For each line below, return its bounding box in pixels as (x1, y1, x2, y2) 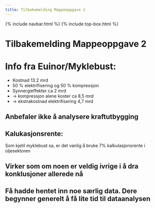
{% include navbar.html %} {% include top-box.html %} (5, 21, 119, 27)
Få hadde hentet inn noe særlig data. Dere (5, 187, 138, 195)
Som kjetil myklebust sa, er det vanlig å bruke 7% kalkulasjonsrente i (5, 142, 146, 149)
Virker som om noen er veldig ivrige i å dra (5, 162, 139, 171)
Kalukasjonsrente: (5, 129, 64, 138)
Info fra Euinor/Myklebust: (5, 61, 116, 72)
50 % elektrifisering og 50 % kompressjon (12, 82, 99, 88)
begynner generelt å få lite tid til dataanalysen (5, 194, 151, 203)
